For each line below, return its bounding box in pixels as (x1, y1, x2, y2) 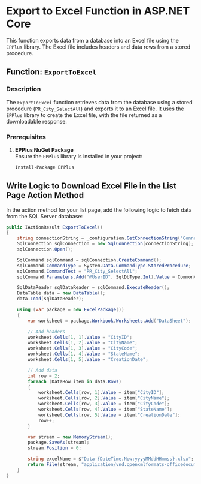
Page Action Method (6, 190, 84, 200)
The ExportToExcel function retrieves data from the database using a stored (6, 98, 193, 106)
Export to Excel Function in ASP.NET (6, 4, 190, 18)
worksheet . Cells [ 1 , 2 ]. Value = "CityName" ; (28, 340, 138, 346)
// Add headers (28, 329, 66, 335)
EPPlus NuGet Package (14, 146, 74, 154)
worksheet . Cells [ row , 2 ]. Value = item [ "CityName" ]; (38, 395, 170, 401)
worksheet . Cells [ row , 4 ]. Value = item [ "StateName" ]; (38, 407, 172, 413)
